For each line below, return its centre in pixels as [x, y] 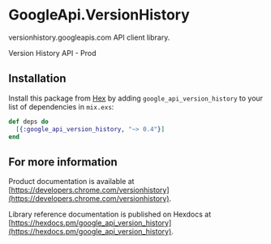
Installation [37, 79]
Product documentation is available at [71, 182]
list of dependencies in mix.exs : [61, 106]
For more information [63, 162]
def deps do [28, 122]
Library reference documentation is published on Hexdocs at [110, 214]
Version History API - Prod [52, 53]
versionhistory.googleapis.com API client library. [89, 37]
